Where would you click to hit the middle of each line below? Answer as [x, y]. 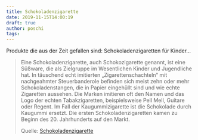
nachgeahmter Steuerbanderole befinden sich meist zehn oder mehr [105, 82]
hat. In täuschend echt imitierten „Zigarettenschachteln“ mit [94, 75]
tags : [13, 34]
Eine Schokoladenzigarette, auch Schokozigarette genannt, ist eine [103, 63]
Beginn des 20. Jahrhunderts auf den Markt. [75, 119]
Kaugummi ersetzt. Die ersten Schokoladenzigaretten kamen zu [99, 113]
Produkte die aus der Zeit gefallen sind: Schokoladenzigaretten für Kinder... [99, 51]
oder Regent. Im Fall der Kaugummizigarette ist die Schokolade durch [106, 107]
